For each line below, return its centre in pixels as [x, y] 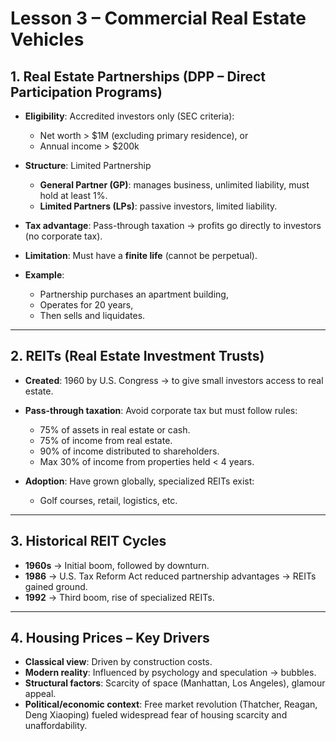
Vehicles [47, 39]
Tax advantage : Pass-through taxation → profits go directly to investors [173, 225]
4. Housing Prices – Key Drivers [110, 638]
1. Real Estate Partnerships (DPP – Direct [138, 76]
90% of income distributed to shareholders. [129, 451]
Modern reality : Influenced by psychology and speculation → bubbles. [170, 673]
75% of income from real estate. [106, 440]
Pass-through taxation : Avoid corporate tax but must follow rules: [161, 410]
